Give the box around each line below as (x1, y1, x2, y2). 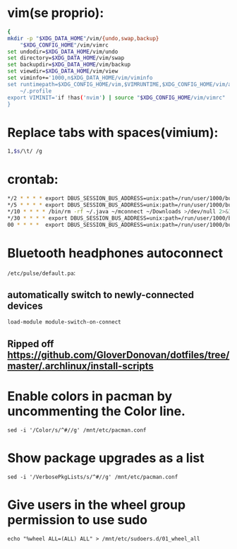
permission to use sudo (7, 512, 148, 528)
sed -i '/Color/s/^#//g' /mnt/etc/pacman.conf (7, 426, 147, 434)
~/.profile (20, 87, 52, 95)
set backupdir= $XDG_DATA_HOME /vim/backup (7, 61, 131, 69)
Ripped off (7, 338, 54, 350)
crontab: (7, 172, 59, 188)
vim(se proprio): (7, 5, 104, 21)
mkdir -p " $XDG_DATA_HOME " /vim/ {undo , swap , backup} (7, 35, 159, 42)
